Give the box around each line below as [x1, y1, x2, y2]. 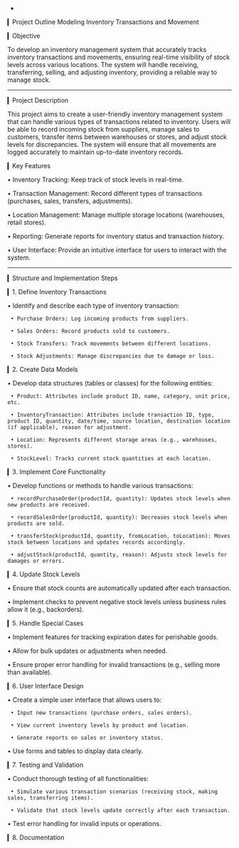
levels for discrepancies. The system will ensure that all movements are [7, 140, 217, 148]
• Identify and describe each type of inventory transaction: [7, 301, 180, 310]
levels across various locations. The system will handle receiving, [7, 61, 199, 68]
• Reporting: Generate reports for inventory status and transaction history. [7, 232, 225, 240]
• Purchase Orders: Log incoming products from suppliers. [10, 315, 190, 322]
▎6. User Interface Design [7, 682, 84, 690]
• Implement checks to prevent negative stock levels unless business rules [7, 598, 226, 606]
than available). [7, 668, 52, 676]
